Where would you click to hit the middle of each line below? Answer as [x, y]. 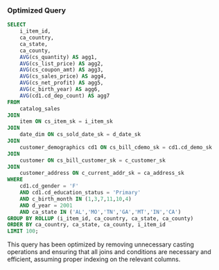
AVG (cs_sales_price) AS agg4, [63, 76]
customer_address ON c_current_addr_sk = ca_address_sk [102, 173]
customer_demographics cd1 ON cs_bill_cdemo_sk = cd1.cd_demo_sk [116, 147]
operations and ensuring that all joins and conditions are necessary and [109, 252]
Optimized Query [37, 10]
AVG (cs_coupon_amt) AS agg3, [62, 70]
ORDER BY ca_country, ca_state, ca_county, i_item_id [87, 225]
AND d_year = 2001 [46, 205]
